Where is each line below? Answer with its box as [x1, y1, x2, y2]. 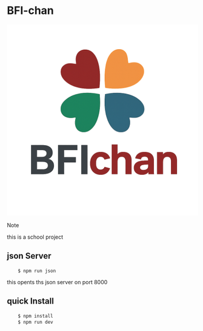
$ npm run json [18, 268, 56, 274]
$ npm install [18, 313, 53, 319]
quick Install [7, 296, 54, 307]
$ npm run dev [18, 319, 53, 325]
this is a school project [7, 233, 64, 241]
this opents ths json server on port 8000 [7, 278, 108, 285]
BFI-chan [7, 4, 54, 18]
